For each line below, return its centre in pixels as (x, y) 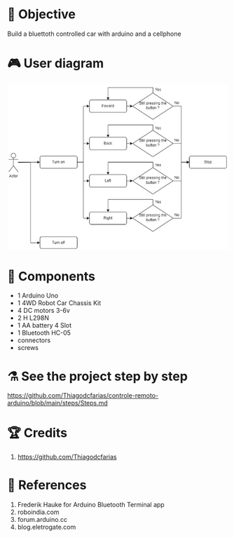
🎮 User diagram (56, 63)
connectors (34, 340)
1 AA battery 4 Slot (44, 325)
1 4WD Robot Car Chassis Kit (59, 303)
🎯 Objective (41, 14)
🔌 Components (51, 276)
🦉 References (47, 485)
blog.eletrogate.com (47, 527)
